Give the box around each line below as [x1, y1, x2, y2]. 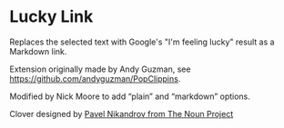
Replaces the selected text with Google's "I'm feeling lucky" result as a [9, 36, 275, 47]
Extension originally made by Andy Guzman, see [9, 64, 191, 74]
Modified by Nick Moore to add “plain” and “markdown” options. [9, 91, 250, 102]
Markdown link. [9, 45, 67, 56]
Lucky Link [9, 6, 94, 27]
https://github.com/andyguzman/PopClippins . [9, 73, 181, 84]
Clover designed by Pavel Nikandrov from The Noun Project [9, 108, 234, 119]
